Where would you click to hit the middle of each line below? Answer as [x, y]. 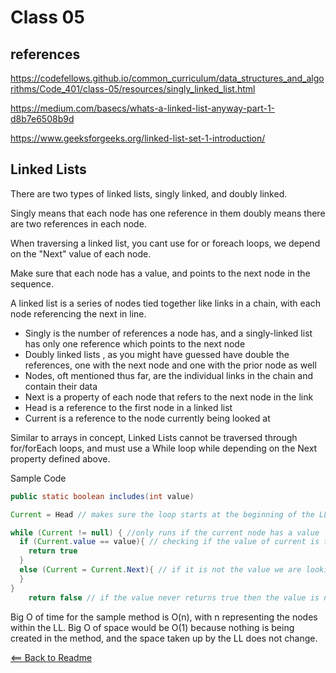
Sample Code [38, 478]
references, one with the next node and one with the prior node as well [170, 365]
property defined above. [60, 458]
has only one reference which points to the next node [135, 343]
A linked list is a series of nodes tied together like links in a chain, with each [165, 303]
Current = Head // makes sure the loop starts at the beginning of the [162, 514]
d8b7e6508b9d [42, 119]
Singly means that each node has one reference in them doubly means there [168, 213]
